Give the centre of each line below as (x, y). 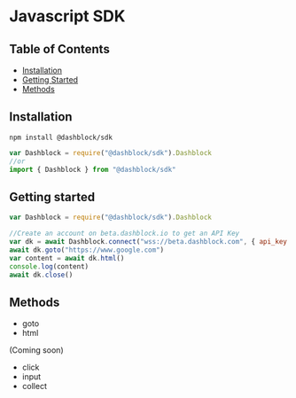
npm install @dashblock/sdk (61, 137)
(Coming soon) (36, 350)
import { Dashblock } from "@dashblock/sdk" (93, 169)
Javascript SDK (67, 16)
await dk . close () (41, 275)
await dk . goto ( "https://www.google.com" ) (87, 250)
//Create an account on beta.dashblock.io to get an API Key (125, 234)
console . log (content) (49, 266)
